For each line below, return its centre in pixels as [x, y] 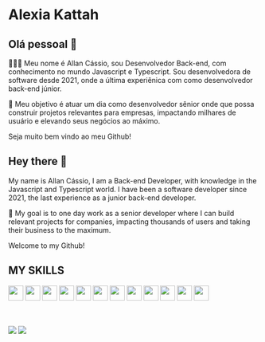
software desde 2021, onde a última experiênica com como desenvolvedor [131, 80]
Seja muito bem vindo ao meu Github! [70, 136]
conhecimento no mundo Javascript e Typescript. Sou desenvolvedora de [129, 72]
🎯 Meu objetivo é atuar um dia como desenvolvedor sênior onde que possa [131, 104]
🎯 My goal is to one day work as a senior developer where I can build [121, 213]
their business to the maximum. [60, 230]
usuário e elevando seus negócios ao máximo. [84, 121]
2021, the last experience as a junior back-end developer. [102, 198]
